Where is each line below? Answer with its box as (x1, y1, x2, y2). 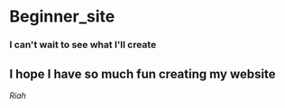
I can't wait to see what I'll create (9, 39, 157, 51)
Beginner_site (9, 6, 115, 27)
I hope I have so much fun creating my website (9, 66, 276, 82)
